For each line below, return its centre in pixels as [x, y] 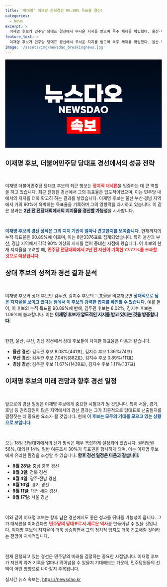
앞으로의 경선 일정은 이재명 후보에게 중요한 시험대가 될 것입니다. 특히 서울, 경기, [82, 403]
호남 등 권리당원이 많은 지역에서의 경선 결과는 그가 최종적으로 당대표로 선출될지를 [83, 410]
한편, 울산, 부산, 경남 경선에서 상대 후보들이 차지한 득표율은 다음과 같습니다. [78, 341]
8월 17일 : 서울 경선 [30, 497]
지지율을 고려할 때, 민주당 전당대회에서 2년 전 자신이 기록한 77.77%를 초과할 [84, 250]
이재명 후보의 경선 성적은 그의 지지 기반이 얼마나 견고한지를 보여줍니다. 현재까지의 [83, 231]
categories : [17, 16]
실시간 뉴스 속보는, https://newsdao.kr [43, 579]
